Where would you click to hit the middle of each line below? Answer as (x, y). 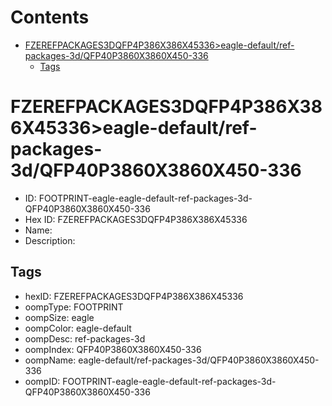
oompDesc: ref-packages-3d (85, 338)
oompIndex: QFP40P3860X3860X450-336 (113, 349)
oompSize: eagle (59, 317)
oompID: (42, 381)
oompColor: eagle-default (78, 328)
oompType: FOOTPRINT (74, 307)
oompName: (50, 360)
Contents (50, 17)
